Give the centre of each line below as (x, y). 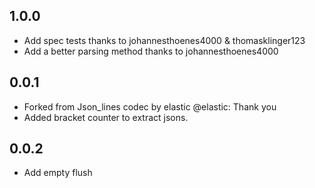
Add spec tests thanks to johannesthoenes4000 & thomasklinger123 (164, 40)
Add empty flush (58, 173)
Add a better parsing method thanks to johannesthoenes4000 (151, 51)
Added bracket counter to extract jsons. (106, 117)
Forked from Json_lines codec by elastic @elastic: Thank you (150, 106)
